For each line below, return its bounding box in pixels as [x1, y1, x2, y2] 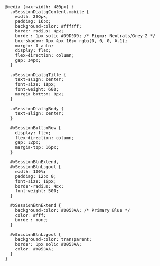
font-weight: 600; [15, 87, 59, 92]
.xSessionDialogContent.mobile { [10, 9, 89, 14]
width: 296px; [15, 14, 49, 19]
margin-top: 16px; [15, 145, 59, 150]
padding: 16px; [15, 19, 51, 24]
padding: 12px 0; [15, 174, 57, 179]
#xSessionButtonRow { [10, 125, 61, 130]
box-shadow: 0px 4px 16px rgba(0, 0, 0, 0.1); [15, 38, 128, 43]
